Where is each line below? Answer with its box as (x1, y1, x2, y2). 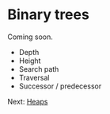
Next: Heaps (7, 96, 48, 106)
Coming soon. (7, 32, 53, 41)
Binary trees (7, 6, 90, 24)
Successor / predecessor (18, 81, 102, 91)
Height (18, 56, 41, 65)
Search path (18, 64, 59, 73)
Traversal (18, 73, 50, 82)
